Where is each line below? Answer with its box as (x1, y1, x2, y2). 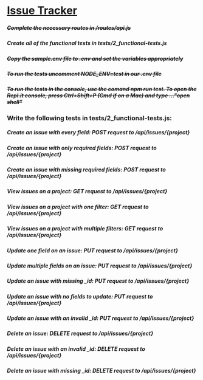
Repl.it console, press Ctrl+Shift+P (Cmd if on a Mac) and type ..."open (7, 92, 190, 99)
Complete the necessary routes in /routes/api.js (7, 24, 131, 31)
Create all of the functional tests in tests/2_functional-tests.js (7, 40, 167, 47)
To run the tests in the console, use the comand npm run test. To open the (7, 86, 197, 93)
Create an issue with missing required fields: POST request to (7, 166, 166, 173)
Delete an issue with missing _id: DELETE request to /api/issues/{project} (7, 367, 196, 375)
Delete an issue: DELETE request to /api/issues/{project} (7, 330, 154, 337)
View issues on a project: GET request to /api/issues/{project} (7, 188, 168, 195)
